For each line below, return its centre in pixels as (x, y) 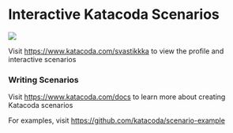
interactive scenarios (42, 59)
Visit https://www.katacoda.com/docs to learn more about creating (117, 97)
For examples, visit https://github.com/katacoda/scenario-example (116, 120)
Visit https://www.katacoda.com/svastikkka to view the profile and (116, 51)
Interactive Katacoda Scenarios (114, 15)
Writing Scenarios (43, 79)
